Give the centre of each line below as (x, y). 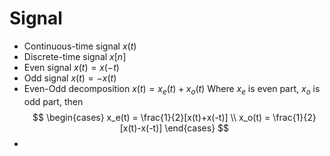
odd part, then (53, 101)
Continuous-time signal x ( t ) (80, 46)
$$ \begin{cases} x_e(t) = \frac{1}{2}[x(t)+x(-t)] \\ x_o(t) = (151, 117)
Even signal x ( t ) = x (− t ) (71, 67)
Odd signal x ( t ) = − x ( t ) (70, 78)
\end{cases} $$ (197, 128)
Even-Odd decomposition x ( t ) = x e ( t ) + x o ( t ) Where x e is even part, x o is (172, 89)
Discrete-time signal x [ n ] (75, 56)
